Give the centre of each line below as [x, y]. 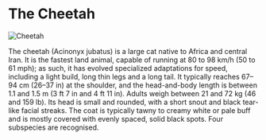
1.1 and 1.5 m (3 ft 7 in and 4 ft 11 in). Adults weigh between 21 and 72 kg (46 [132, 93]
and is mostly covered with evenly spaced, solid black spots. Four [116, 119]
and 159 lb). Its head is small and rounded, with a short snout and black [125, 102]
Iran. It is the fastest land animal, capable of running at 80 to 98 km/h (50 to [132, 60]
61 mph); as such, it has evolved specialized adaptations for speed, [118, 68]
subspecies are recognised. [54, 127]
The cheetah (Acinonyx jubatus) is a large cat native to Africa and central [128, 51]
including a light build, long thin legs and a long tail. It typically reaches [124, 76]
